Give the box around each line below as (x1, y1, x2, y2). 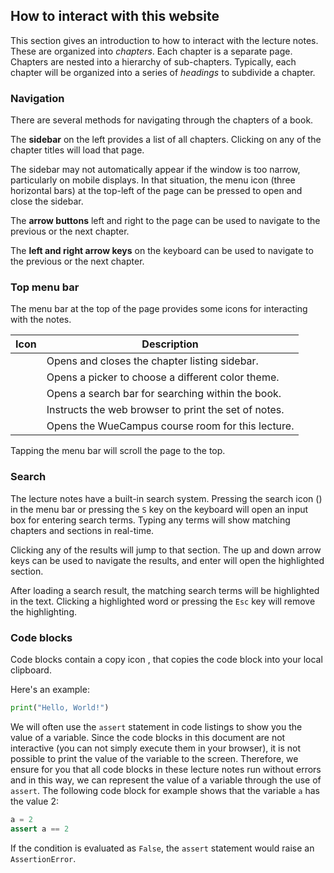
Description (141, 337, 199, 351)
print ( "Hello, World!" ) (10, 703, 110, 713)
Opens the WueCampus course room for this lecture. (46, 419, 295, 433)
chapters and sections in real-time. (10, 524, 155, 536)
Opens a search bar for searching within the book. (46, 387, 282, 401)
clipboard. (10, 664, 52, 676)
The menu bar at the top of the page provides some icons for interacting (10, 303, 308, 315)
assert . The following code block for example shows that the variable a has (10, 784, 320, 796)
